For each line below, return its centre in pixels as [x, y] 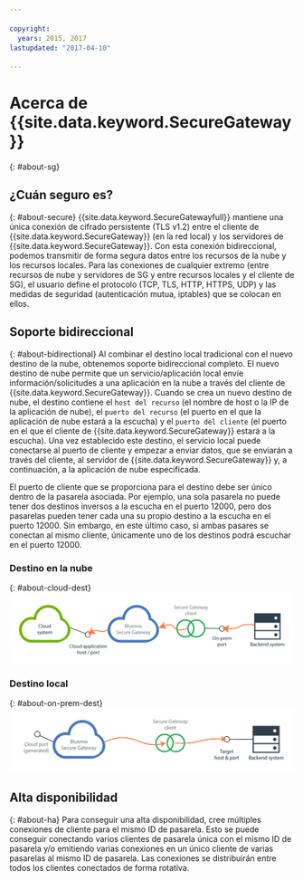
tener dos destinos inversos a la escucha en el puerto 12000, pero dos [141, 506]
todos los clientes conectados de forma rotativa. [99, 867]
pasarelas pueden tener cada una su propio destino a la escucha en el [140, 515]
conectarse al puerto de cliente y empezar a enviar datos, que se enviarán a [151, 450]
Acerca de [49, 103]
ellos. [19, 303]
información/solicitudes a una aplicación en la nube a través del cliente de [147, 383]
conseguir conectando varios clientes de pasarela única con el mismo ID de [151, 838]
